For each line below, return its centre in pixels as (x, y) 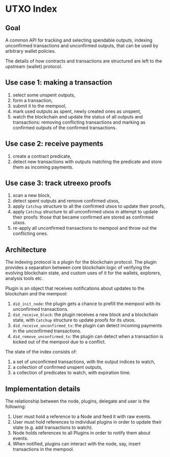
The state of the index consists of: (41, 352)
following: (16, 407)
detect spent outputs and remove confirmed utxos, (66, 201)
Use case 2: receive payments (54, 144)
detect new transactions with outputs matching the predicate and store (87, 162)
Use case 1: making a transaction (59, 83)
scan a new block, (32, 195)
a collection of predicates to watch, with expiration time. (72, 373)
